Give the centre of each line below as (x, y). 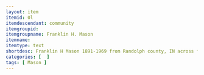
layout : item (22, 12)
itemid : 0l (19, 18)
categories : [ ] (28, 57)
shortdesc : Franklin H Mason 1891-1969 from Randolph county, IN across (100, 51)
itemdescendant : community (40, 23)
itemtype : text (25, 46)
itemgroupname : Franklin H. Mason (50, 34)
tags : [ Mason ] (26, 62)
